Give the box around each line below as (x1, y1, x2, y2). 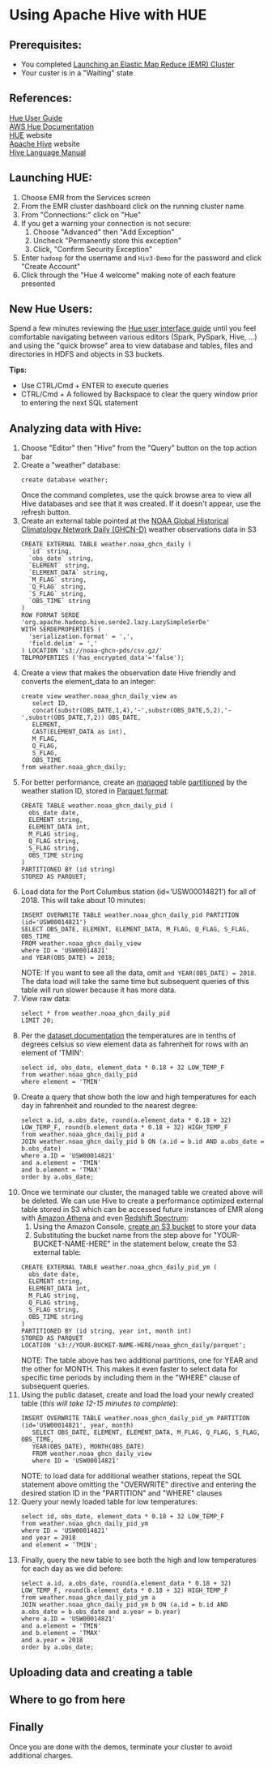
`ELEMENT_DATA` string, (28, 569, 108, 577)
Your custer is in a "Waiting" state (20, 68, 134, 78)
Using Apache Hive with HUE (9, 6, 207, 24)
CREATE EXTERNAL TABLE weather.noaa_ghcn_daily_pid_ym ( (20, 1263, 218, 1272)
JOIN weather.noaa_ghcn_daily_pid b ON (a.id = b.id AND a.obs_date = (20, 1137, 265, 1146)
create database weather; (20, 476, 108, 484)
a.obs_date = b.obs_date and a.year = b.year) (20, 1607, 181, 1616)
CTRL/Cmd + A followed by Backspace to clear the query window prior (20, 389, 258, 399)
